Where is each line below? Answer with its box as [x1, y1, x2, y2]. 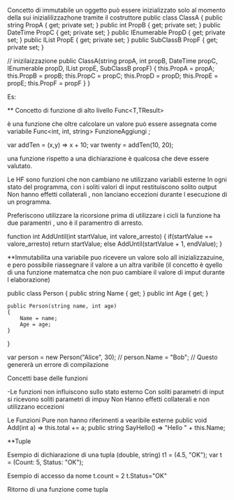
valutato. [7, 162, 33, 170]
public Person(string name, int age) [7, 303, 117, 310]
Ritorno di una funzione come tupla [7, 485, 108, 493]
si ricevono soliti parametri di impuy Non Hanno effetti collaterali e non [7, 395, 210, 403]
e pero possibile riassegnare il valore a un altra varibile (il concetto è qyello [7, 261, 223, 269]
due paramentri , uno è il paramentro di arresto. [7, 218, 144, 227]
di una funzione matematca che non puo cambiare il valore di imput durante [7, 268, 225, 276]
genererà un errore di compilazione [7, 361, 109, 368]
